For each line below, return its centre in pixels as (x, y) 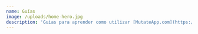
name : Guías (21, 11)
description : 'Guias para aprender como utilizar (68, 22)
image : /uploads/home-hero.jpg (44, 17)
